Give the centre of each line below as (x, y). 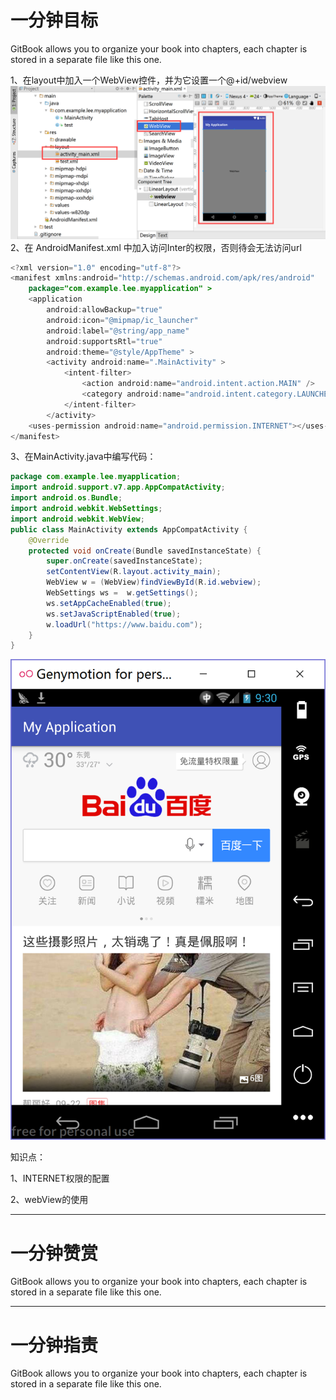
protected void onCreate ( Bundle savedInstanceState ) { (145, 551)
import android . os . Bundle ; (66, 498)
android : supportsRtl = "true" (104, 341)
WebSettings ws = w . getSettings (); (122, 593)
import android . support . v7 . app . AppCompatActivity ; (118, 487)
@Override (49, 540)
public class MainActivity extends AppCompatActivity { (129, 529)
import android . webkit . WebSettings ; (86, 509)
